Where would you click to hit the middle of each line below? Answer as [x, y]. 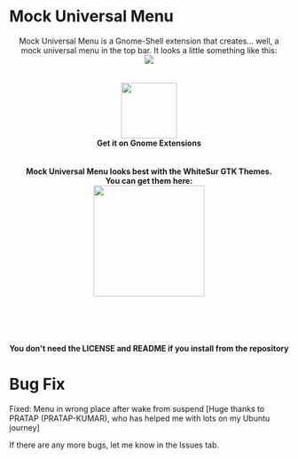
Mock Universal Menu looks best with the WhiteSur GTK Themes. [149, 171]
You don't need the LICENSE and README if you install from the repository [149, 348]
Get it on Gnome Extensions [149, 143]
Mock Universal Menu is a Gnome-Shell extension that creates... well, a [149, 41]
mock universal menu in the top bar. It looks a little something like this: [149, 50]
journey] [24, 427]
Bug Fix [37, 384]
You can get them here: [149, 180]
